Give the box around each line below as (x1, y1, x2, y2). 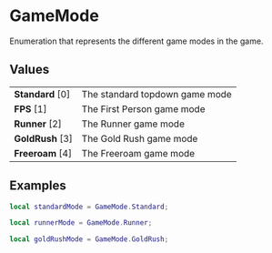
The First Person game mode (81, 102, 206, 115)
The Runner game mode (81, 117, 185, 130)
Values (9, 62, 50, 77)
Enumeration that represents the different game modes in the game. (9, 35, 264, 46)
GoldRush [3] (14, 132, 73, 145)
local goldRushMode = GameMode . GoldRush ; (9, 235, 169, 244)
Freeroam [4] (14, 147, 73, 159)
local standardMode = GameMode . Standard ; (9, 202, 169, 211)
